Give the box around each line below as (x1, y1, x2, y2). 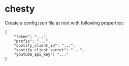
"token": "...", (14, 34, 49, 39)
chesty (5, 3, 35, 15)
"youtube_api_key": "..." (14, 52, 69, 57)
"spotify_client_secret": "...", (14, 47, 85, 52)
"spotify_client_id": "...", (14, 43, 76, 48)
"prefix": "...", (14, 39, 51, 44)
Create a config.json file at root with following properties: (5, 20, 124, 26)
